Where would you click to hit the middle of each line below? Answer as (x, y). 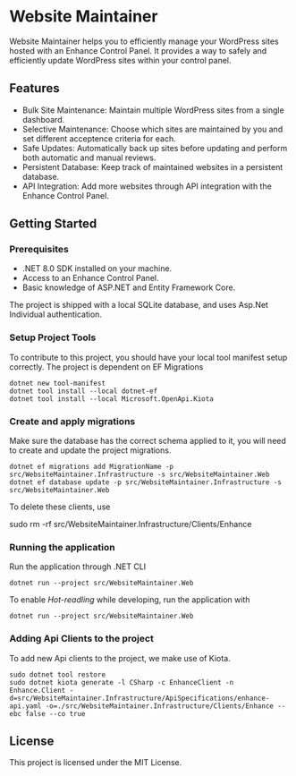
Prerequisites (39, 250)
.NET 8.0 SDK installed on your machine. (97, 269)
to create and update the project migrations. (90, 450)
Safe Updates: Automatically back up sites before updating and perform (155, 148)
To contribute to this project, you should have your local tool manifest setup (148, 357)
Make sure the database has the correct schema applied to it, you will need (148, 441)
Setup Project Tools (53, 337)
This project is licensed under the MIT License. (96, 763)
